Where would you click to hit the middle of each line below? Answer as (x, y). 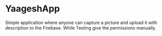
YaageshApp (33, 9)
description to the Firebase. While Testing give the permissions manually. (81, 27)
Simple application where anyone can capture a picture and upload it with (81, 22)
